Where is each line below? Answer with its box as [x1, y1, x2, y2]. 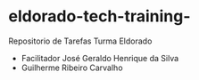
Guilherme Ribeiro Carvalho [21, 62, 123, 73]
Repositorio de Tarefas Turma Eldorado [8, 36, 153, 46]
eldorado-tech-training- [8, 6, 191, 27]
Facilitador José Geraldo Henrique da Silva [21, 52, 179, 63]
